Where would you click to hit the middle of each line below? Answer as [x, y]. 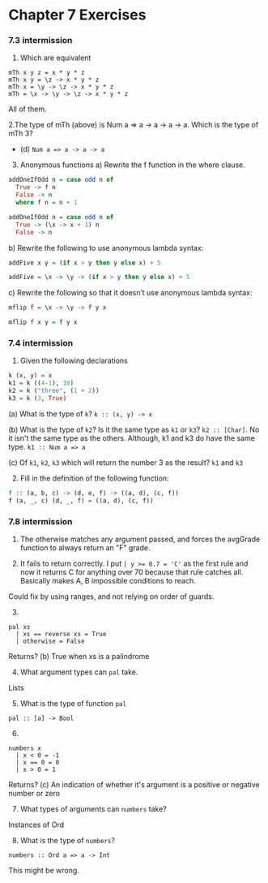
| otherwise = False [50, 641]
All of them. [28, 109]
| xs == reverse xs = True [61, 634]
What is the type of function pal [73, 703]
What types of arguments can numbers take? [94, 808]
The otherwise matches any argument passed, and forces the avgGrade [140, 539]
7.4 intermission [41, 343]
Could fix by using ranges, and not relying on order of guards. [111, 596]
